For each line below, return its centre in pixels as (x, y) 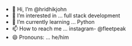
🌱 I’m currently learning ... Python (53, 22)
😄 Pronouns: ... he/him (40, 37)
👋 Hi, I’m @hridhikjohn (39, 9)
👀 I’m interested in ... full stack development (66, 16)
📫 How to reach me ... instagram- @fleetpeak (69, 29)
